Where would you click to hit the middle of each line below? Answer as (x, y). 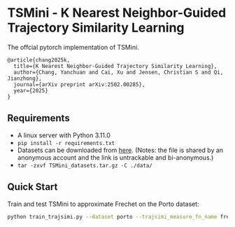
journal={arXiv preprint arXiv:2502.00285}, (79, 84)
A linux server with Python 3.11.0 (64, 135)
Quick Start (33, 187)
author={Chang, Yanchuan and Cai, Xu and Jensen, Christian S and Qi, (119, 72)
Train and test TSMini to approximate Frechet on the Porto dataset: (103, 204)
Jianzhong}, (24, 78)
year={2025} (31, 90)
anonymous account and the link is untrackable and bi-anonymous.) (115, 157)
